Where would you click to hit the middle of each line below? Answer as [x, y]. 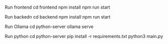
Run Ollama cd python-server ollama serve [49, 26]
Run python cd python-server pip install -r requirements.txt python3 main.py [84, 36]
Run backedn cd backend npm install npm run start [58, 17]
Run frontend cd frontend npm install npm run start [57, 7]
